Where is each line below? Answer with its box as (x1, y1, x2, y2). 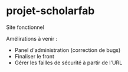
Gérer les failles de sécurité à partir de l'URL (14, 59, 123, 66)
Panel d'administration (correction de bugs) (14, 46, 121, 54)
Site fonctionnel (6, 24, 44, 31)
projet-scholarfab (6, 4, 95, 18)
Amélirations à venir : (6, 35, 58, 42)
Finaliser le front (14, 53, 55, 60)
